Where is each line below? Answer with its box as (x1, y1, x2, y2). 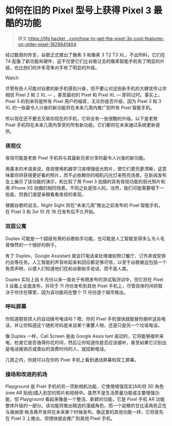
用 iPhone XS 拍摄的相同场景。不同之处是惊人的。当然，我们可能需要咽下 (5, 185, 160, 191)
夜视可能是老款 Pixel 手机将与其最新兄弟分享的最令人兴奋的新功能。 (5, 155, 148, 161)
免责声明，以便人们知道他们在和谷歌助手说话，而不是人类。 (5, 265, 131, 271)
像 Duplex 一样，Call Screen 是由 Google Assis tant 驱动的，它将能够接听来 (5, 333, 164, 339)
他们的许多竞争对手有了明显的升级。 (23, 65, 100, 71)
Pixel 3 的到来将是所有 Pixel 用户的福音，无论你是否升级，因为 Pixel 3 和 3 (5, 98, 162, 104)
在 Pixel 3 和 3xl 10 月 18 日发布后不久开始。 (5, 208, 98, 215)
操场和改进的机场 (5, 371, 48, 378)
